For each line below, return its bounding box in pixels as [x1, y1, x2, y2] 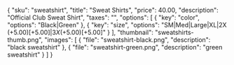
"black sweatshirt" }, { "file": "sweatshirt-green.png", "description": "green [7, 43, 223, 51]
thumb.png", [7, 36, 43, 44]
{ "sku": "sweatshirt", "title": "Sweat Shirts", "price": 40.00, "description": [7, 6, 219, 14]
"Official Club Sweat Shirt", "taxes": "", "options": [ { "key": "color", [7, 13, 200, 22]
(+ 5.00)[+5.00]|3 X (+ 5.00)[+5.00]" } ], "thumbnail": [7, 28, 154, 36]
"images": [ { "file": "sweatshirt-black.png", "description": [44, 36, 211, 44]
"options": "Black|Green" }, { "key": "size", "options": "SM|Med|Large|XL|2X [7, 21, 227, 29]
